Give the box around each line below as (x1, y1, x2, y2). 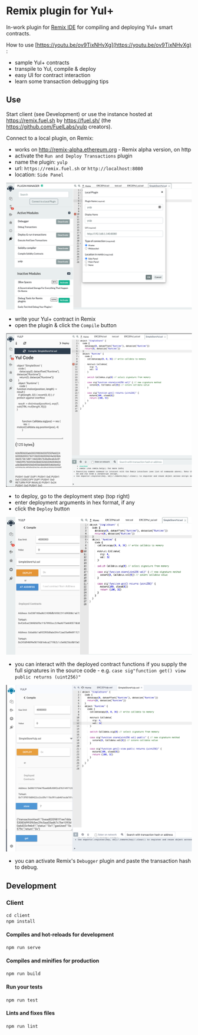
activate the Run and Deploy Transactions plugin (14, 152, 133, 159)
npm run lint (6, 1023, 38, 1029)
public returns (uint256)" (14, 674, 81, 680)
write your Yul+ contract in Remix (14, 315, 96, 322)
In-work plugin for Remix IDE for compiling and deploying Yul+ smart (6, 24, 173, 31)
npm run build (6, 971, 41, 977)
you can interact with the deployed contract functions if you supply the (14, 660, 187, 667)
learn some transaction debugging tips (14, 78, 109, 85)
